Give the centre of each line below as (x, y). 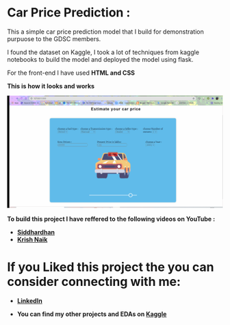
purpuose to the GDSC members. (54, 38)
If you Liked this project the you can (111, 267)
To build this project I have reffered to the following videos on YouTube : (111, 219)
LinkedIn (29, 301)
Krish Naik (32, 240)
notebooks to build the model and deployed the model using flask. (100, 59)
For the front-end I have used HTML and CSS (71, 73)
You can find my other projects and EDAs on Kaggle (92, 314)
